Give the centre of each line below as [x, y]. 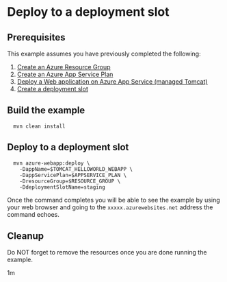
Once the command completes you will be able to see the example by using [113, 200]
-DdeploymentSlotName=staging [63, 187]
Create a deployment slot [53, 89]
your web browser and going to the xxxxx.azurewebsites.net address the [110, 207]
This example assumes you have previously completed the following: [104, 54]
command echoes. [33, 214]
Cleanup [26, 236]
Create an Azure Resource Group [64, 67]
